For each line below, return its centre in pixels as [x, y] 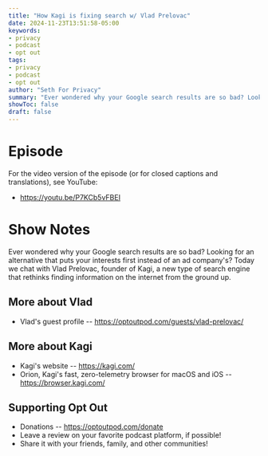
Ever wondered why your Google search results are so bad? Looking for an [131, 251]
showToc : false [33, 104]
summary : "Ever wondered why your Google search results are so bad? [126, 97]
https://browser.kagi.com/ [62, 383]
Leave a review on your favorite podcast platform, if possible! [120, 435]
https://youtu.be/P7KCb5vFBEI [70, 197]
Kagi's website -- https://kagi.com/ [77, 366]
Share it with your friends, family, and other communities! [114, 444]
